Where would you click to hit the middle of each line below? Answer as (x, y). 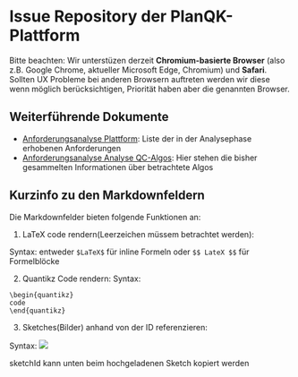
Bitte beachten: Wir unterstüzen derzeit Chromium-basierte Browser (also (147, 60)
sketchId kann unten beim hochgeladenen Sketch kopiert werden (129, 363)
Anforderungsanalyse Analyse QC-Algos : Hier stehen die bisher (140, 158)
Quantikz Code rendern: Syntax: (81, 278)
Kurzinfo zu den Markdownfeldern (107, 196)
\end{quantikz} (38, 311)
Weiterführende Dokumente (89, 117)
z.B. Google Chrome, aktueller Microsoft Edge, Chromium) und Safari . (138, 70)
